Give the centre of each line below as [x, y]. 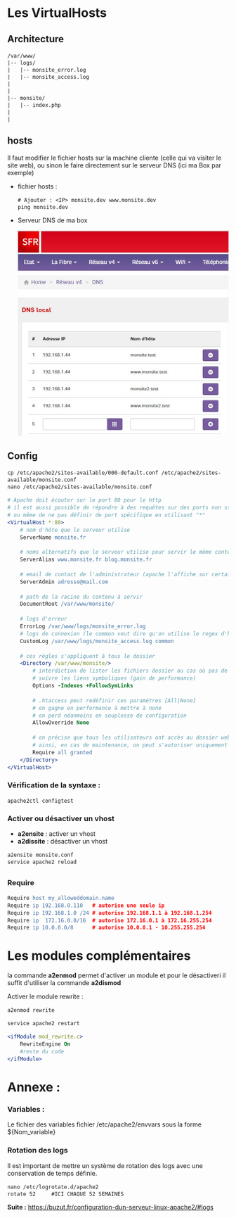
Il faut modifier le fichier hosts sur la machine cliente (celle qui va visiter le [114, 158]
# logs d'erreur [44, 619]
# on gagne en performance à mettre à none [97, 708]
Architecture [36, 39]
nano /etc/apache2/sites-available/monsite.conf [80, 487]
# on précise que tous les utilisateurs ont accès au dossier [125, 738]
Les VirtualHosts [57, 13]
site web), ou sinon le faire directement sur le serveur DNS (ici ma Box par [114, 165]
